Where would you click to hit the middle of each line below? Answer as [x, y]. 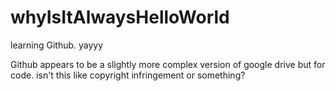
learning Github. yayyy [57, 45]
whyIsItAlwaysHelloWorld [120, 17]
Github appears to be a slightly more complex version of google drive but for [168, 64]
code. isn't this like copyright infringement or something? [128, 75]
